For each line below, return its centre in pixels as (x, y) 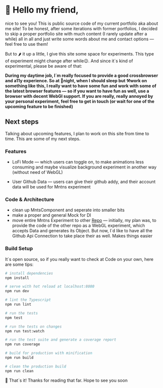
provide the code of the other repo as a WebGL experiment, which (78, 225)
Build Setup (19, 249)
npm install (17, 278)
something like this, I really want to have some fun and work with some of (81, 86)
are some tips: (19, 264)
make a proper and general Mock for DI (52, 215)
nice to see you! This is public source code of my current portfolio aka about (81, 23)
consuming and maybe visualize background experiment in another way (84, 167)
